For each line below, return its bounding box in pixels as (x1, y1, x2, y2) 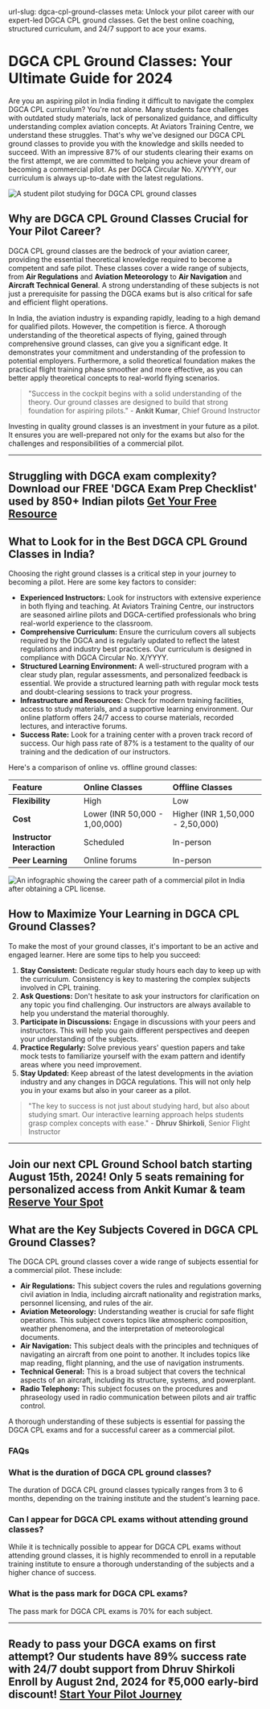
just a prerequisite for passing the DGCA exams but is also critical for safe (8, 289, 253, 298)
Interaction (12, 842, 55, 853)
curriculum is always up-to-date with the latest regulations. (8, 173, 204, 182)
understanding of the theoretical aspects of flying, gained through (8, 330, 227, 339)
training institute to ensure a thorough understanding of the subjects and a (8, 1559, 255, 1569)
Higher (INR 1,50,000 (172, 808, 255, 819)
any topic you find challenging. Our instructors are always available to (19, 1000, 252, 1009)
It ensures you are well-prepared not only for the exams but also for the (8, 430, 245, 439)
